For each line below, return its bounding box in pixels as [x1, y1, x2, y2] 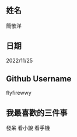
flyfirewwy [6, 90, 32, 97]
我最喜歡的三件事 [6, 108, 68, 118]
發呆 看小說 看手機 [6, 125, 50, 132]
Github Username [6, 74, 72, 84]
